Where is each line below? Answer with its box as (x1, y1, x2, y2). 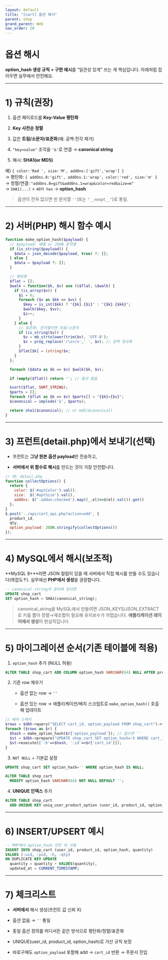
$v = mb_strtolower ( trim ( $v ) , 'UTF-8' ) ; (23, 335, 108, 340)
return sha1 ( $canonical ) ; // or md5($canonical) (9, 408, 113, 413)
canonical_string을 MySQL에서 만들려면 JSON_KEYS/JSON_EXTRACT (17, 605, 159, 611)
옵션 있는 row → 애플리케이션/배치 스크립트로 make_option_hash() (19, 701, 150, 707)
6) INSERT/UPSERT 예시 (5, 826, 104, 837)
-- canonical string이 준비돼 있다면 (5, 586, 76, 591)
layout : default (5, 7, 39, 13)
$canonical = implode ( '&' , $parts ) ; (9, 399, 86, 404)
